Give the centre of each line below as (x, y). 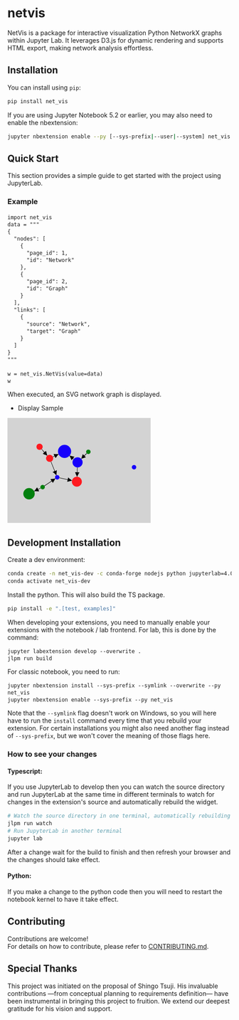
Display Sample (41, 408)
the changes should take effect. (54, 859)
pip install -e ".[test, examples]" (62, 609)
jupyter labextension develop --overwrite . (74, 652)
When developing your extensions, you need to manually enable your (109, 622)
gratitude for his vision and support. (60, 1009)
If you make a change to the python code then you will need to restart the (115, 891)
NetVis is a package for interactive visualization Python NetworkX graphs (115, 33)
